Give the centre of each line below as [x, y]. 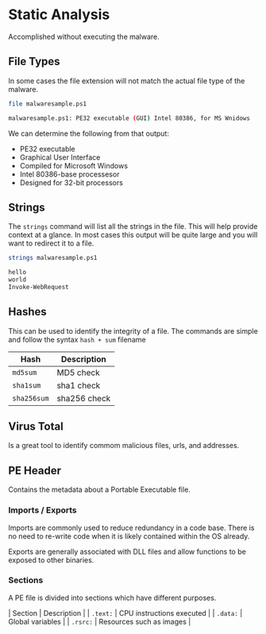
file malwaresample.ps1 [48, 104]
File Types [35, 62]
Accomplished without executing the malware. [84, 37]
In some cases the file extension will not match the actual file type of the [127, 80]
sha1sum [27, 385]
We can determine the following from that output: [89, 133]
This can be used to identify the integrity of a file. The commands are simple [133, 331]
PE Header [35, 470]
